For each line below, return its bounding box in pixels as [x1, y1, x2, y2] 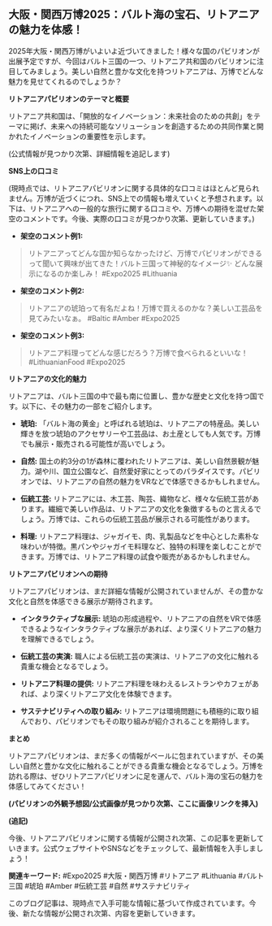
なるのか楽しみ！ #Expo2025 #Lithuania [42, 268, 178, 278]
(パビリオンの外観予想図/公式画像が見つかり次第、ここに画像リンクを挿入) [8, 798, 258, 808]
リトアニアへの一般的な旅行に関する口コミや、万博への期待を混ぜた [29, 203, 257, 213]
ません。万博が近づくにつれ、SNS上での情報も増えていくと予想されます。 [8, 193, 257, 203]
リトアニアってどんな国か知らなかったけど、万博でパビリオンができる [28, 248, 262, 258]
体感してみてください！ [8, 781, 87, 791]
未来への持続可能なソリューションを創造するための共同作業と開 [50, 121, 264, 131]
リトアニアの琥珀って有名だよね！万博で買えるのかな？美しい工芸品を [28, 303, 263, 313]
